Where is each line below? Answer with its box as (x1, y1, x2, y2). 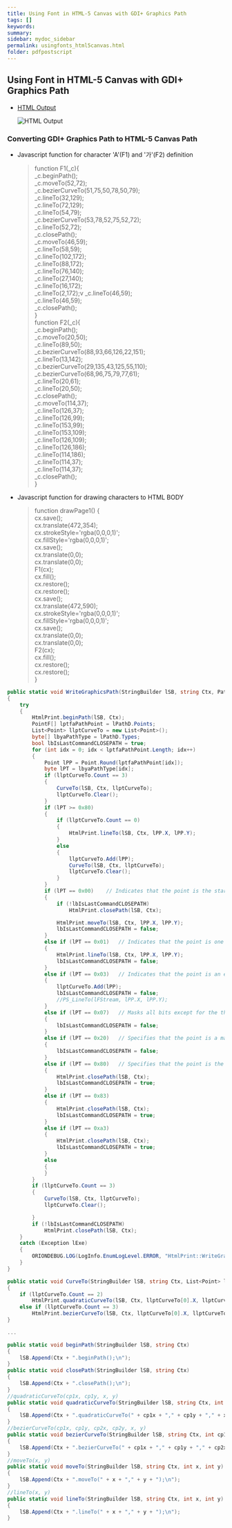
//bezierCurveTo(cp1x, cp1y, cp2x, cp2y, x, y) (7, 1425, 147, 1432)
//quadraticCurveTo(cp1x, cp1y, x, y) (7, 1393, 119, 1400)
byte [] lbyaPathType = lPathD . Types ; (32, 733, 140, 741)
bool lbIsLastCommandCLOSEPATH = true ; (32, 739, 147, 746)
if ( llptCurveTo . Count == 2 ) (19, 1290, 104, 1298)
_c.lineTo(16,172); (34, 281, 83, 290)
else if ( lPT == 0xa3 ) (43, 1125, 110, 1132)
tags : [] (7, 17, 32, 23)
